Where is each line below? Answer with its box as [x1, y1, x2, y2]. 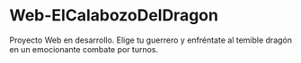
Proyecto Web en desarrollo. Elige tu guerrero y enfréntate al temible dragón [9, 35, 292, 45]
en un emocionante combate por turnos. [9, 43, 159, 54]
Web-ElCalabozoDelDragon [9, 5, 218, 26]
